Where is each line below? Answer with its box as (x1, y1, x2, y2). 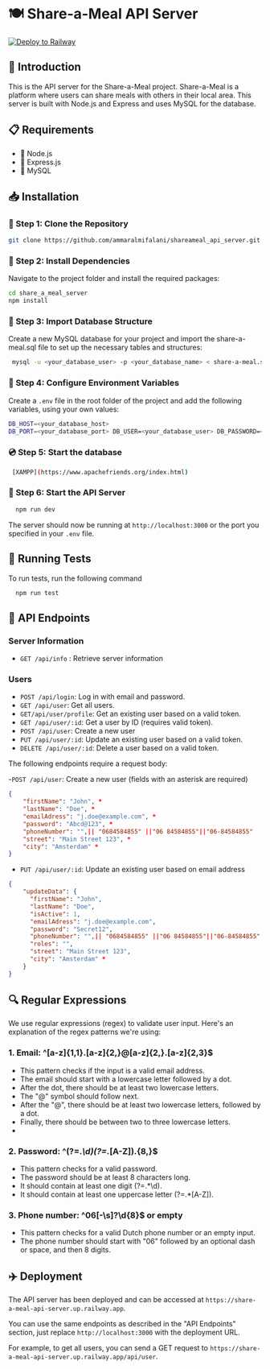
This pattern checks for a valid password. (19, 1164, 158, 1174)
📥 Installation (8, 189, 80, 204)
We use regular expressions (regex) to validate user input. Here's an (8, 1019, 234, 1028)
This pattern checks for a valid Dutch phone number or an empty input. (19, 1228, 256, 1238)
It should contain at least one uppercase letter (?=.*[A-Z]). (19, 1189, 215, 1199)
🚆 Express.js (19, 157, 62, 167)
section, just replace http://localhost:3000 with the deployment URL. (8, 1328, 241, 1338)
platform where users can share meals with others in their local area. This (8, 90, 252, 100)
